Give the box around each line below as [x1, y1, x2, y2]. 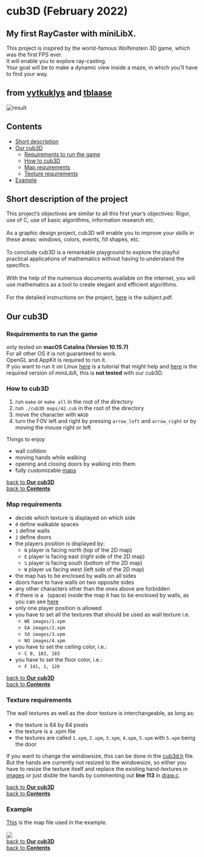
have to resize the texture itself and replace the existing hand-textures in [6, 765, 188, 773]
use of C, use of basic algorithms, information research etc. [6, 217, 155, 224]
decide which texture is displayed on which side [15, 514, 135, 521]
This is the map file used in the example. [6, 819, 107, 826]
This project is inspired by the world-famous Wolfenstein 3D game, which [6, 44, 190, 52]
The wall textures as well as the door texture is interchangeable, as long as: [6, 710, 195, 717]
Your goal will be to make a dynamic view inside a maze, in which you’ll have [6, 64, 198, 71]
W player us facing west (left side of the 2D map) [24, 566, 144, 573]
